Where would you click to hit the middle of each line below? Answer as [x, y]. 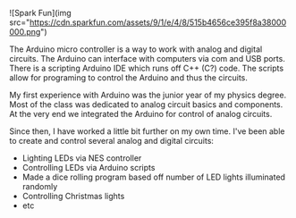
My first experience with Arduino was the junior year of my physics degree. [148, 95]
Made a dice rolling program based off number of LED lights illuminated [154, 177]
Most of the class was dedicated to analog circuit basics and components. [146, 105]
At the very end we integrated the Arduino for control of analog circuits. [141, 114]
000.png [25, 32]
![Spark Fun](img [40, 13]
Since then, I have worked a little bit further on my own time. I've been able [147, 131]
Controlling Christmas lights [73, 196]
